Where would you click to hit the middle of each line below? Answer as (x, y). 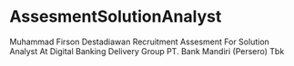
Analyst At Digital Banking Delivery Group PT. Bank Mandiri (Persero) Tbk (147, 51)
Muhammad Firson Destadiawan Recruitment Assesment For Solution (140, 42)
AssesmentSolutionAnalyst (116, 17)
